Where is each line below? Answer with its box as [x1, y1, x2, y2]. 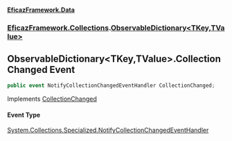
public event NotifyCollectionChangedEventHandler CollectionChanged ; [7, 82, 215, 90]
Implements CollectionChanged [7, 94, 97, 103]
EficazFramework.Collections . [7, 23, 111, 33]
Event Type [7, 110, 41, 119]
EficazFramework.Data [7, 6, 75, 14]
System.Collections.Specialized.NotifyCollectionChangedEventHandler [7, 126, 209, 135]
